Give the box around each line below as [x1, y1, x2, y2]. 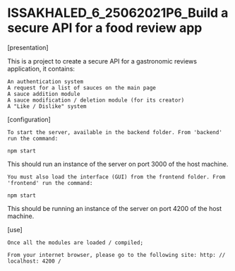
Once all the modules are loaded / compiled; [7, 239, 143, 246]
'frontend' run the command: [7, 179, 93, 186]
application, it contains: [7, 64, 76, 73]
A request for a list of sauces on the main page [7, 84, 157, 91]
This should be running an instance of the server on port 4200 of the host [7, 204, 222, 212]
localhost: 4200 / [7, 258, 61, 265]
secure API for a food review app [7, 20, 203, 36]
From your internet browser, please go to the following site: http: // [7, 251, 226, 258]
